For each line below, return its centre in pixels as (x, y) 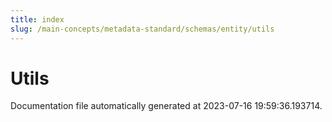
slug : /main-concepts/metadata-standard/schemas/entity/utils (142, 29)
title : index (37, 19)
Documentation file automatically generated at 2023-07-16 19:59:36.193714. (166, 106)
